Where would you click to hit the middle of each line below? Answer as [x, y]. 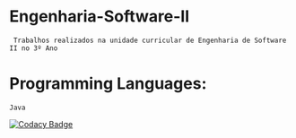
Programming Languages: [108, 84]
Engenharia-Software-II [100, 17]
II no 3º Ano [34, 48]
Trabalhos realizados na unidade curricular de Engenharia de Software [150, 40]
